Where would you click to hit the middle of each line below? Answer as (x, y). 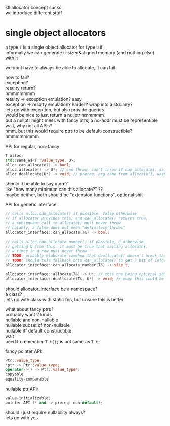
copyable (14, 374)
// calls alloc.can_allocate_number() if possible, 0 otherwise (74, 242)
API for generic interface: (32, 205)
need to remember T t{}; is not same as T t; (53, 341)
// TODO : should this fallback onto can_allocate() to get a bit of (79, 261)
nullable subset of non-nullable (37, 325)
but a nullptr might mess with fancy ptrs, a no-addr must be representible (82, 120)
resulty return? (21, 88)
